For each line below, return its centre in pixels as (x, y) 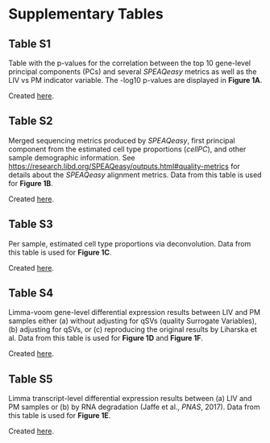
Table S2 (31, 121)
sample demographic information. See (72, 157)
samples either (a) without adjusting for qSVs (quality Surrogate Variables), (133, 321)
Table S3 (31, 224)
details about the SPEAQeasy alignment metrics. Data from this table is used (135, 175)
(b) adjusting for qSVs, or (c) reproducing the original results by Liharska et (133, 329)
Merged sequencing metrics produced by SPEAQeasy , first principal (122, 140)
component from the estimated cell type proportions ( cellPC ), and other (127, 149)
